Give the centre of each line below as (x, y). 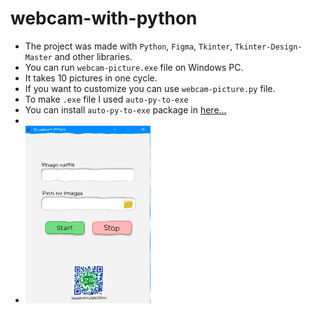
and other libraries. (93, 56)
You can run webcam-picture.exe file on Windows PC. (134, 67)
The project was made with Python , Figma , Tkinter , (128, 46)
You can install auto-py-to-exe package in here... (125, 109)
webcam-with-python (104, 18)
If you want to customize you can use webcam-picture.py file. (150, 88)
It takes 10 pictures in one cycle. (91, 78)
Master (38, 57)
